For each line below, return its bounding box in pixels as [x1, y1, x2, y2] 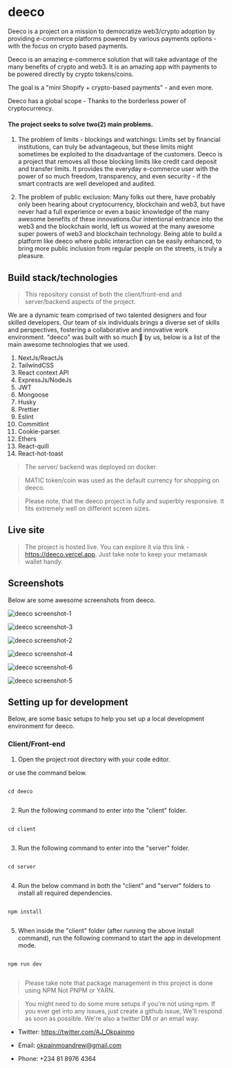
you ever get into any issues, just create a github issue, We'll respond [24, 1006, 222, 1015]
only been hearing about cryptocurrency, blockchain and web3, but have [17, 200, 225, 208]
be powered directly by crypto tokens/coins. [8, 70, 134, 78]
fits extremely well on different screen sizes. [24, 504, 151, 512]
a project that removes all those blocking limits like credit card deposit [17, 157, 217, 166]
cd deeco [8, 788, 33, 795]
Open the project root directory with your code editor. [17, 755, 171, 763]
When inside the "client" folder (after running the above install [17, 926, 194, 934]
